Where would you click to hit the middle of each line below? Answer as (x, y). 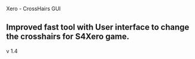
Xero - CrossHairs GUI (34, 9)
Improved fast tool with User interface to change (98, 27)
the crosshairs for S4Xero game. (68, 37)
